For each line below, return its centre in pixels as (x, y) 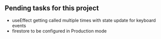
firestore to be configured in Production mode (59, 31)
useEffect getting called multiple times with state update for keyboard (84, 20)
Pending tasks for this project (52, 8)
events (19, 25)
